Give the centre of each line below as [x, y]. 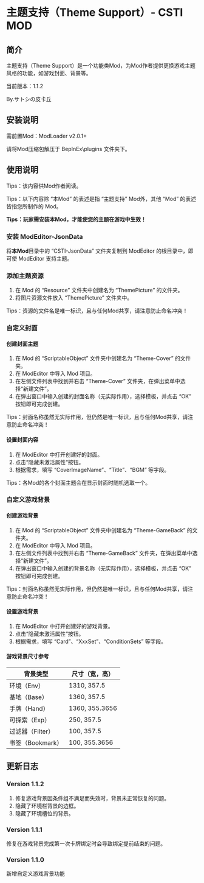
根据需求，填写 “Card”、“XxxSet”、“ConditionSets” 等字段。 [91, 641]
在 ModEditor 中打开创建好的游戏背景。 [64, 626]
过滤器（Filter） [32, 731]
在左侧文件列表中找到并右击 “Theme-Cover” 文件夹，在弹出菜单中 [97, 381]
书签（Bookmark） [36, 743]
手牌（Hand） [29, 709]
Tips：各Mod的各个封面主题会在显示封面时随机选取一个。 [79, 482]
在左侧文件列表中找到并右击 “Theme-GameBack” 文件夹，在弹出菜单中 [104, 553]
